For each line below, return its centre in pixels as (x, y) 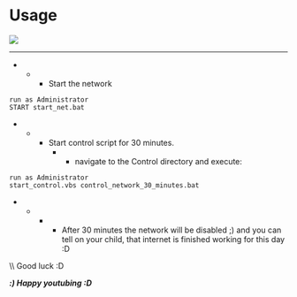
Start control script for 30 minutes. (111, 142)
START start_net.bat (47, 107)
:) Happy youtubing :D (51, 283)
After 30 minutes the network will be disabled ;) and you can (171, 230)
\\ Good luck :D (37, 265)
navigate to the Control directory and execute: (159, 161)
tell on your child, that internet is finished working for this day (173, 239)
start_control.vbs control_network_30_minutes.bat (104, 185)
